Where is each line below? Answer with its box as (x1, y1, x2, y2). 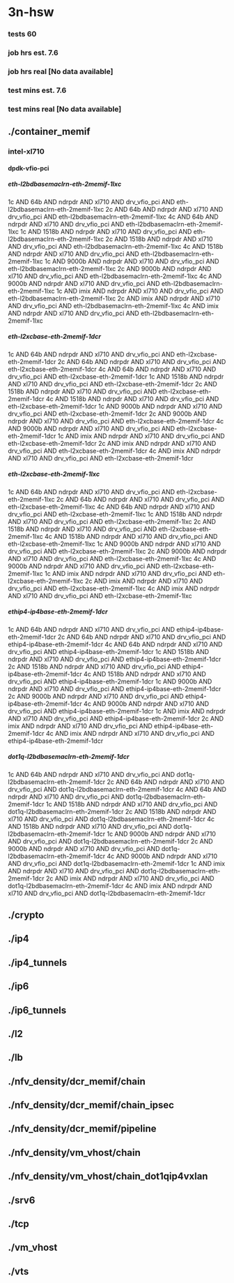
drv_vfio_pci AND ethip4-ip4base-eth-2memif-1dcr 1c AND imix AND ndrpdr (8, 706, 226, 715)
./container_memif (8, 126, 91, 138)
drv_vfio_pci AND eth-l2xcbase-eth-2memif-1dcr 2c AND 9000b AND (8, 409, 208, 418)
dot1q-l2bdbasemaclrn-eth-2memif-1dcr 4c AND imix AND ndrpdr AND (8, 881, 212, 890)
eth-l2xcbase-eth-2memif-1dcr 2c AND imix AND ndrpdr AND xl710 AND (8, 439, 217, 447)
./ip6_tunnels (8, 1004, 67, 1016)
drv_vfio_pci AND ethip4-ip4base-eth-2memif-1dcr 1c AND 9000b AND (8, 677, 212, 686)
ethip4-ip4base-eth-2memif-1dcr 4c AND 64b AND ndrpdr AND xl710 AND (8, 640, 223, 648)
